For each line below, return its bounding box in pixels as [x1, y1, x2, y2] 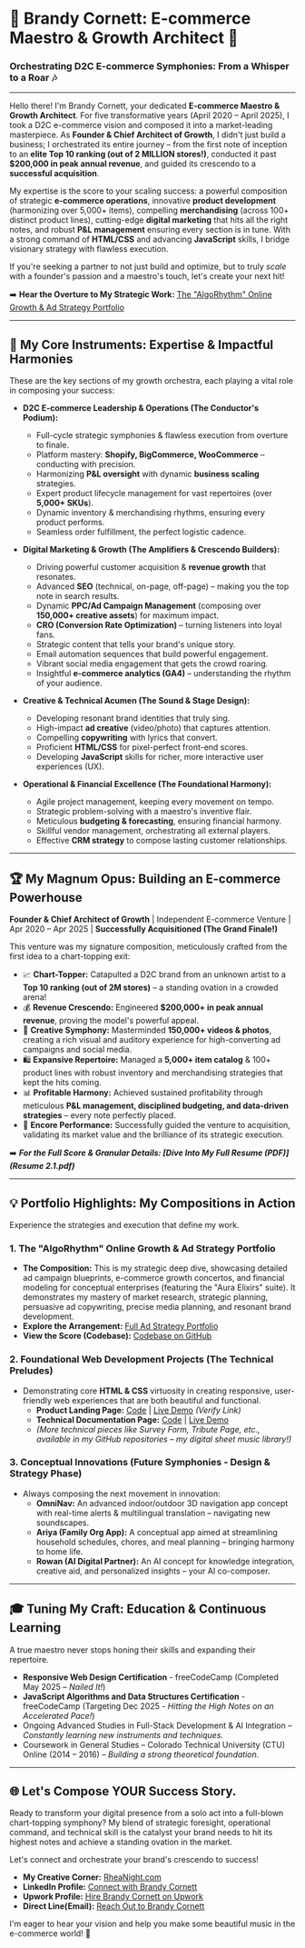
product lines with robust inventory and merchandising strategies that [22, 1067, 283, 1078]
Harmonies [9, 351, 74, 366]
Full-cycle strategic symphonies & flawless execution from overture [35, 430, 289, 441]
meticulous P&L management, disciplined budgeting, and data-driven [22, 1100, 289, 1112]
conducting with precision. [35, 459, 136, 470]
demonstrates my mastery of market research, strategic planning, [22, 1292, 269, 1303]
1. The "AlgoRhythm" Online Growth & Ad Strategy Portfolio [9, 1242, 276, 1254]
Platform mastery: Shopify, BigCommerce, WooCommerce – [35, 449, 265, 460]
